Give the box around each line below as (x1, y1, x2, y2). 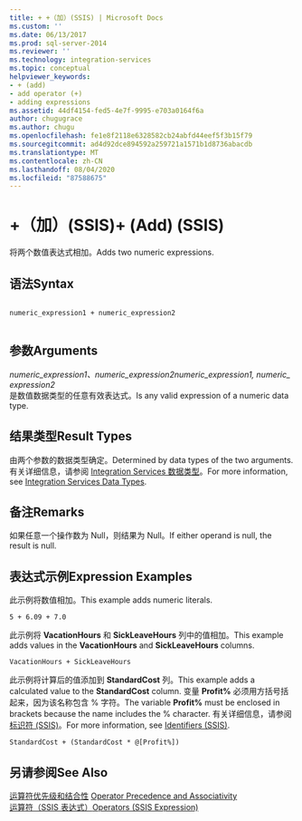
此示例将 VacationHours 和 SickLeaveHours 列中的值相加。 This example (9, 630, 284, 641)
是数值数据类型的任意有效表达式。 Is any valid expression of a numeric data (9, 390, 289, 401)
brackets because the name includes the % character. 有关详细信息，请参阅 (9, 709, 292, 720)
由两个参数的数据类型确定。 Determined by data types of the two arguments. (9, 454, 294, 465)
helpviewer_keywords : (9, 72, 91, 82)
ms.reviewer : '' (9, 47, 71, 56)
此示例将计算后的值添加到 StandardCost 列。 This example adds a (9, 674, 256, 685)
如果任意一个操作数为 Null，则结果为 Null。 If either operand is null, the (9, 530, 272, 541)
